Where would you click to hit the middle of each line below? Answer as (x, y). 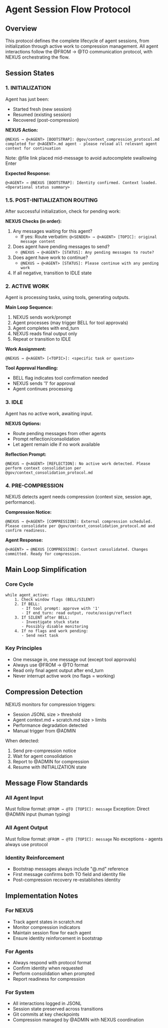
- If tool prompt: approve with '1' (61, 608)
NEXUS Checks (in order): (34, 221)
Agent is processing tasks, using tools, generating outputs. (68, 297)
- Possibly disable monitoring (55, 626)
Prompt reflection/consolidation (46, 439)
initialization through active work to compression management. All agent (82, 46)
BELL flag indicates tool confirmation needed (60, 378)
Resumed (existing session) (42, 115)
